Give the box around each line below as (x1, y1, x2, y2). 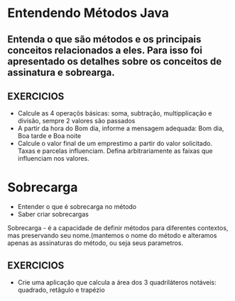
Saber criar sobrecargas (17, 210, 89, 219)
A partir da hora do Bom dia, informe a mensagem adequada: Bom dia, (17, 124, 224, 132)
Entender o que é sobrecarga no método (17, 203, 137, 211)
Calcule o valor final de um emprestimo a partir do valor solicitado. (17, 140, 213, 148)
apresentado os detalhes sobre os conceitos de (7, 55, 222, 67)
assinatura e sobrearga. (7, 66, 115, 79)
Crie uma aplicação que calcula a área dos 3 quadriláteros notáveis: (17, 278, 217, 287)
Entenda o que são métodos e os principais (7, 33, 202, 45)
